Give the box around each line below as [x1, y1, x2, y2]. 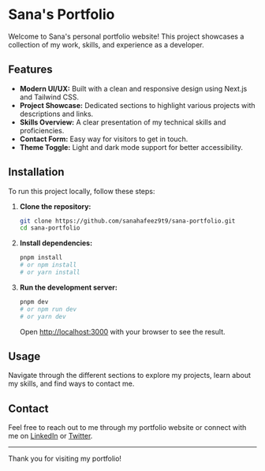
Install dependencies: [19, 238, 93, 248]
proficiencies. [19, 125, 65, 135]
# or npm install [19, 261, 77, 269]
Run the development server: [19, 282, 118, 292]
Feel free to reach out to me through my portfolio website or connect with [8, 423, 247, 432]
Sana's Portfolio [8, 6, 115, 24]
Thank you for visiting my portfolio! [8, 454, 122, 463]
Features [8, 63, 53, 77]
